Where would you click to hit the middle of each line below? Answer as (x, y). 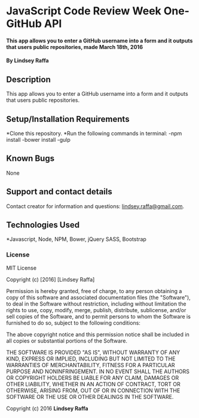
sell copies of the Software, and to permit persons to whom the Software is (99, 316)
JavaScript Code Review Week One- (98, 11)
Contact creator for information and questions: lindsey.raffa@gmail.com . (95, 206)
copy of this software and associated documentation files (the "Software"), (99, 297)
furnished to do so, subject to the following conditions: (73, 323)
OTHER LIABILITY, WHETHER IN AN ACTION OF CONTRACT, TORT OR (93, 384)
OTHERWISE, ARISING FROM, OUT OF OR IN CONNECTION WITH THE (93, 390)
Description (28, 79)
